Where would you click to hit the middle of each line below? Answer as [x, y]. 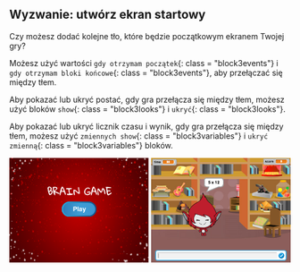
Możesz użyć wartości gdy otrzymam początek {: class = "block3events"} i [144, 63]
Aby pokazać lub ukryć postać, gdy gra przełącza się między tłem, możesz [147, 99]
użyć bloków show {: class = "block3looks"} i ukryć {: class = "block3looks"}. [147, 109]
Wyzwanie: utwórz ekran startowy [108, 15]
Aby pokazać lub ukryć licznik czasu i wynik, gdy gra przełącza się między [146, 126]
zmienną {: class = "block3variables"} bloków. [92, 145]
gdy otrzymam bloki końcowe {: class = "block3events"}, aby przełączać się [146, 72]
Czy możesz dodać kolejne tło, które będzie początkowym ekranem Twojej [147, 36]
